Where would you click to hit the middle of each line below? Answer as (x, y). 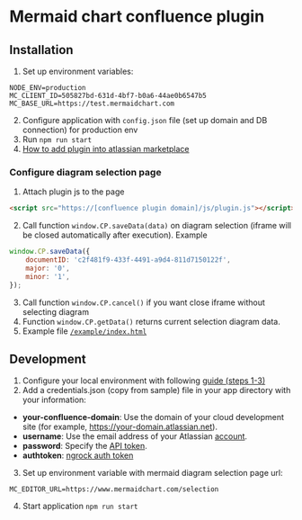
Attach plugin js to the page (73, 192)
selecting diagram (56, 311)
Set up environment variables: (78, 71)
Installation (41, 50)
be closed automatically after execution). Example (115, 235)
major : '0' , (48, 268)
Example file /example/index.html (84, 331)
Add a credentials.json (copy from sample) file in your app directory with (156, 390)
